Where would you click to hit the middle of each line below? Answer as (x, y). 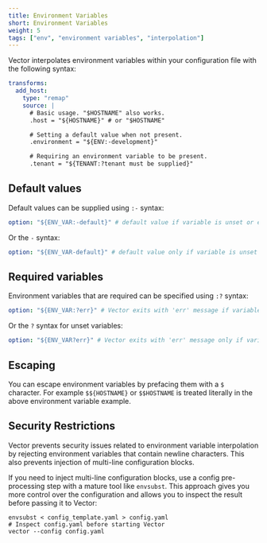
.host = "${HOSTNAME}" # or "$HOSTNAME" (97, 120)
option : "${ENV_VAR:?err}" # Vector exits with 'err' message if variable (135, 311)
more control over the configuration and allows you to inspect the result (126, 495)
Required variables (56, 276)
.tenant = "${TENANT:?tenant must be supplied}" (111, 164)
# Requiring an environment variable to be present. (118, 157)
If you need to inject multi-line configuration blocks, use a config (114, 477)
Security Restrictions (62, 426)
